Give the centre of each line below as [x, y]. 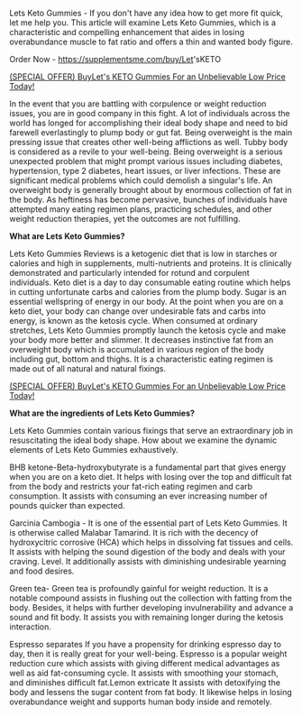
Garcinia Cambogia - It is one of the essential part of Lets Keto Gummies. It [149, 523]
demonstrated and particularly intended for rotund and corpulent [129, 273]
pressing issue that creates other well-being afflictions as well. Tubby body [149, 142]
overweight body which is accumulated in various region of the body [137, 349]
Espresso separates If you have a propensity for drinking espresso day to [146, 644]
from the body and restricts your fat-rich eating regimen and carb [131, 487]
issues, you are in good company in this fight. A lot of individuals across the [150, 113]
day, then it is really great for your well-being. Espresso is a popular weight [148, 654]
